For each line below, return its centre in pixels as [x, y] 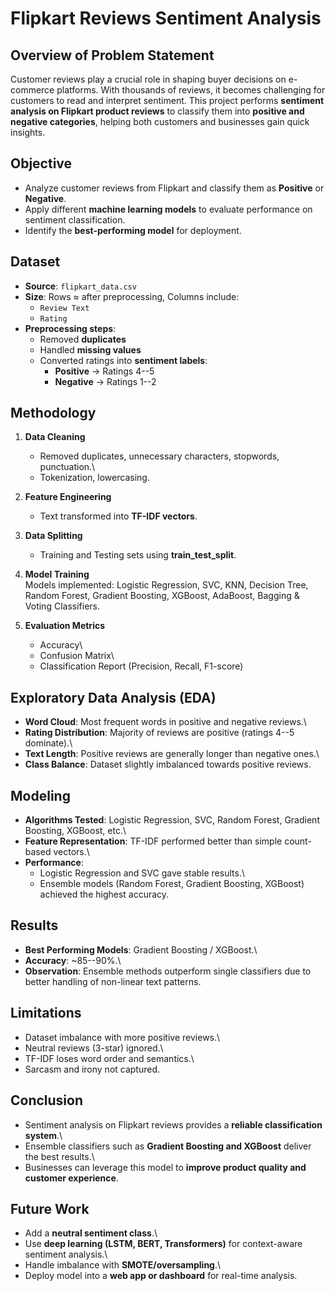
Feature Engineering [68, 497]
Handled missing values [90, 349]
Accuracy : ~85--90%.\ [73, 960]
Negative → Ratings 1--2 [105, 381]
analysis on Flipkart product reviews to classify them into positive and [157, 111]
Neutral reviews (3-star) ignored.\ [94, 1048]
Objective [41, 163]
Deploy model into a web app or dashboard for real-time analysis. [161, 1276]
